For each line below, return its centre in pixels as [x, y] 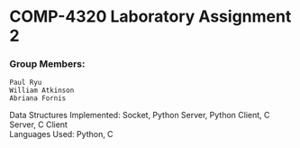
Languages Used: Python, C [62, 134]
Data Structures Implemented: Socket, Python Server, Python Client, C [140, 116]
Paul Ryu [26, 83]
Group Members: [47, 64]
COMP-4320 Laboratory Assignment [150, 17]
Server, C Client [38, 125]
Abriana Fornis [38, 98]
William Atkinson [42, 91]
